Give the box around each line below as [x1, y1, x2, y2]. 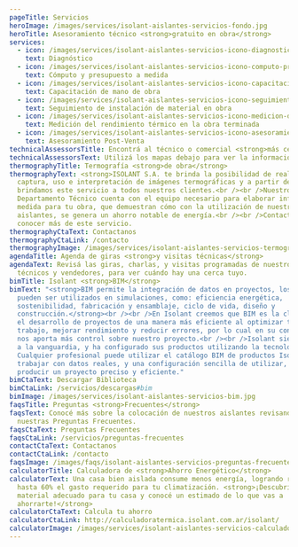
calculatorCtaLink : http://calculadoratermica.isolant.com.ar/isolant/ [9, 516, 279, 525]
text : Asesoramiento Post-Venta [25, 137, 145, 145]
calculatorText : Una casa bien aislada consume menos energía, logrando [9, 474, 284, 483]
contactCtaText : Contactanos [9, 442, 117, 450]
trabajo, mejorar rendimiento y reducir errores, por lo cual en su [17, 326, 276, 335]
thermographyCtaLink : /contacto [9, 236, 129, 245]
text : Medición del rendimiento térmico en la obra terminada [25, 121, 260, 129]
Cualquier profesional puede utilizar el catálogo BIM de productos [17, 351, 276, 360]
